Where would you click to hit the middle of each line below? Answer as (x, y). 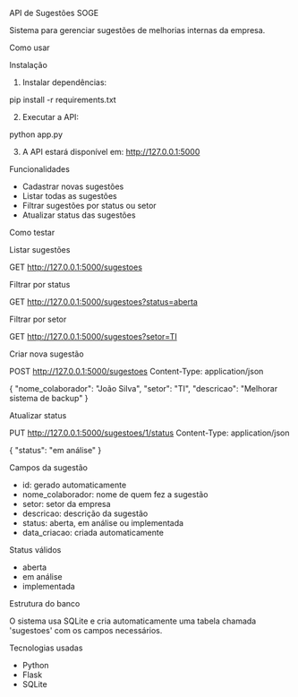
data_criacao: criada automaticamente (93, 533)
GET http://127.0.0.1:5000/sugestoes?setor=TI (93, 336)
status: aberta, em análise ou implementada (103, 523)
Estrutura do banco (45, 603)
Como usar (30, 47)
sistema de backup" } (49, 398)
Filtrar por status (40, 284)
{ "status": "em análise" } (55, 450)
